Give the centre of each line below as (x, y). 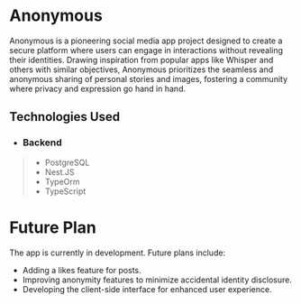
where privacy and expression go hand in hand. (98, 88)
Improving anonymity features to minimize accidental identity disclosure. (157, 280)
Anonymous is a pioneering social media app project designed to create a (146, 41)
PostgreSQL (67, 162)
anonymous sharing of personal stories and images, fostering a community (149, 78)
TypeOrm (62, 181)
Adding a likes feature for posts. (82, 270)
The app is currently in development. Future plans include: (118, 253)
